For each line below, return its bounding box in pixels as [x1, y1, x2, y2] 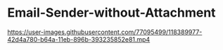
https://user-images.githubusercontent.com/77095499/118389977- [7, 28, 203, 36]
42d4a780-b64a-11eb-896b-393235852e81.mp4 [7, 35, 151, 43]
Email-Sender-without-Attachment [7, 5, 216, 21]
